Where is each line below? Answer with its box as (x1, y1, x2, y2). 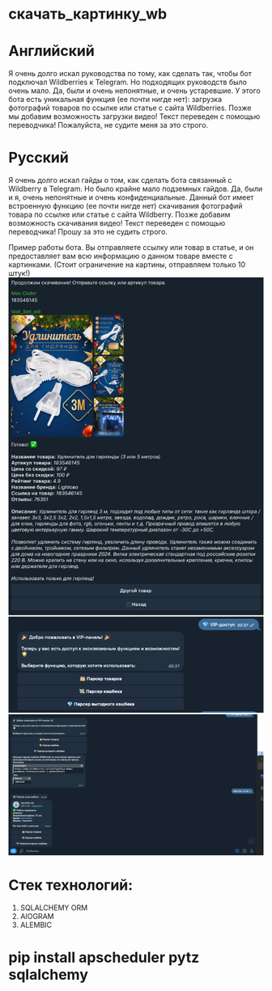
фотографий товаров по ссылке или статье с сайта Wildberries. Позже (8, 103, 252, 113)
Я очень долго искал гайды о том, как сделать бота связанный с (8, 176, 232, 185)
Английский (8, 42, 95, 61)
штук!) (8, 269, 31, 278)
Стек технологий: (8, 875, 134, 894)
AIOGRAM (19, 911, 54, 921)
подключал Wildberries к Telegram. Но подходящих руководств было (8, 78, 248, 87)
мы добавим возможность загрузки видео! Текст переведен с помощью (8, 112, 261, 121)
